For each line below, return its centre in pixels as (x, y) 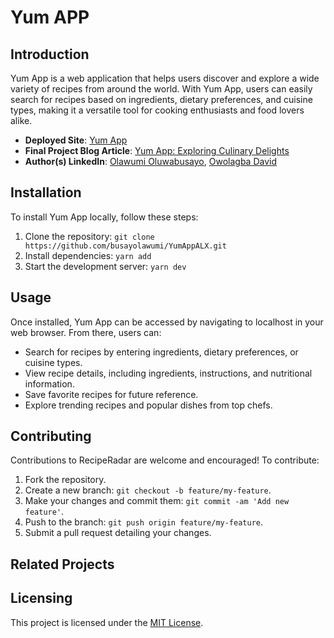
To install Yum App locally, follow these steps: (104, 217)
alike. (21, 120)
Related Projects (62, 564)
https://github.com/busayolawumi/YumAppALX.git (125, 246)
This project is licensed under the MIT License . (107, 622)
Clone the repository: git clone (89, 236)
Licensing (41, 598)
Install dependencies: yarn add (88, 255)
